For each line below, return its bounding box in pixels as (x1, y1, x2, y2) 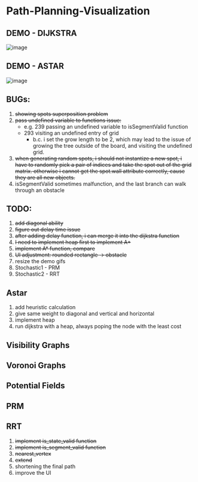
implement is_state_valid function (14, 437, 97, 444)
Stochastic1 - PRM (14, 264, 60, 271)
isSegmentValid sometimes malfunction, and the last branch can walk (14, 180, 187, 187)
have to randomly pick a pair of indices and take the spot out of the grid (14, 161, 192, 168)
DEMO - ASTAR (6, 61, 65, 71)
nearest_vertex (14, 450, 51, 457)
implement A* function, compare (14, 245, 96, 252)
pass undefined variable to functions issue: (14, 117, 121, 124)
